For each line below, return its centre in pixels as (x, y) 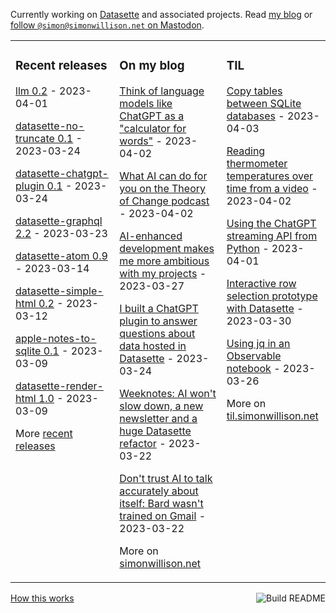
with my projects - (163, 273)
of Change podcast (164, 201)
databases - (255, 116)
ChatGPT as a (152, 116)
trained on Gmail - (163, 516)
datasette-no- (50, 126)
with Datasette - (265, 308)
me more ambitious (164, 261)
